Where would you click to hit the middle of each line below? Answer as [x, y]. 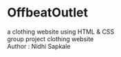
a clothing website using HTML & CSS [61, 32]
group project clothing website [51, 38]
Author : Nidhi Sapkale [39, 46]
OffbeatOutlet [47, 13]
